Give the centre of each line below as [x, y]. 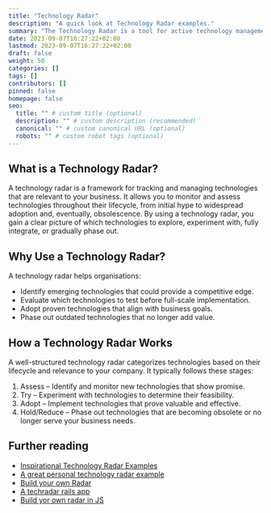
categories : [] [34, 69]
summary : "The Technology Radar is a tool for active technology [120, 31]
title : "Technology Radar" [54, 16]
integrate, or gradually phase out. [64, 231]
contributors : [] [38, 83]
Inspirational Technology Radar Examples [89, 465]
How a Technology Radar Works [91, 343]
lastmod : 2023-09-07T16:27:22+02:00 [70, 46]
